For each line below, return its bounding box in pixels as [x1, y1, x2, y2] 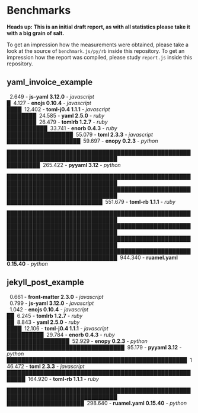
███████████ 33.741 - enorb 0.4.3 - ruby [7, 124, 117, 131]
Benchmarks [7, 4, 71, 17]
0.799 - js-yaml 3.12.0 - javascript [9, 299, 94, 307]
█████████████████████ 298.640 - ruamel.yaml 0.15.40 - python [7, 399, 187, 406]
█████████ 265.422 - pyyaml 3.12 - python [7, 161, 121, 168]
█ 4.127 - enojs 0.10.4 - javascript [7, 99, 91, 106]
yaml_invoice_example [7, 77, 93, 87]
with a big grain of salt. [7, 29, 65, 36]
